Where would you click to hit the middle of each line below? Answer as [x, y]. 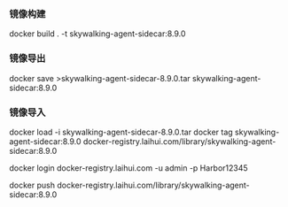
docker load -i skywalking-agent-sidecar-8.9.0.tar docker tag [121, 132]
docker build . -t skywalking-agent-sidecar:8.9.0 [97, 34]
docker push [32, 185]
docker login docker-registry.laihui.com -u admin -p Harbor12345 [128, 168]
